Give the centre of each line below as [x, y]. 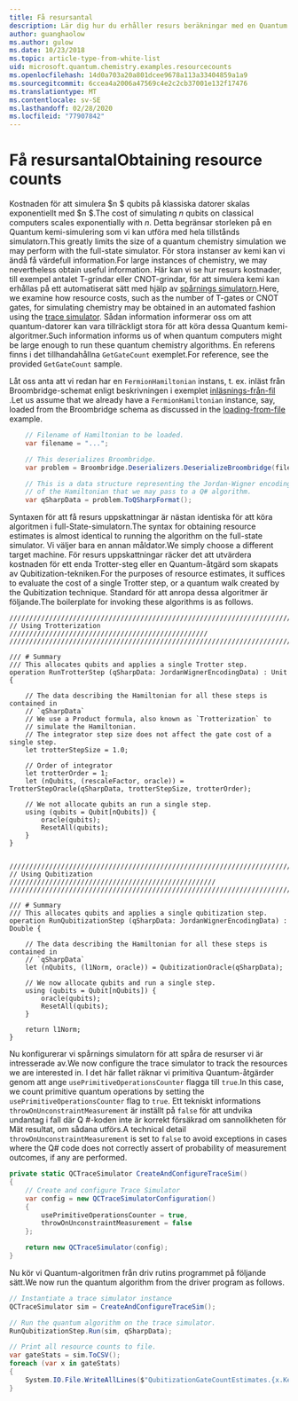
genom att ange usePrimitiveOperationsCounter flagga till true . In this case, [146, 1082]
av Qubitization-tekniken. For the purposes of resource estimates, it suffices [147, 574]
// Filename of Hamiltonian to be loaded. [105, 436]
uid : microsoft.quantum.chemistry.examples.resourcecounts [121, 67]
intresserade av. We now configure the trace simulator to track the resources [149, 1063]
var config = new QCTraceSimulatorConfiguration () [121, 1199]
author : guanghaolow [47, 34]
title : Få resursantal [51, 17]
